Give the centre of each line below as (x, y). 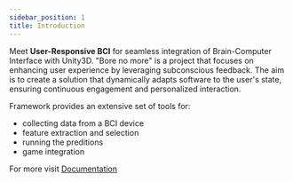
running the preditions (63, 142)
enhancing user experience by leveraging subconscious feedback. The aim (147, 70)
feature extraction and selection (80, 132)
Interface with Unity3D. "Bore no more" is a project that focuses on (132, 60)
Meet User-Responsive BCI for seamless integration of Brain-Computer (141, 51)
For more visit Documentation (63, 169)
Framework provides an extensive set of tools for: (100, 106)
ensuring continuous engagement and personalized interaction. (125, 89)
